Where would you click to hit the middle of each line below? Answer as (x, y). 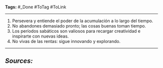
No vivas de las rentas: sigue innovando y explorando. (66, 41)
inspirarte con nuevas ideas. (40, 36)
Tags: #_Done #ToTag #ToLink (36, 7)
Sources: (19, 61)
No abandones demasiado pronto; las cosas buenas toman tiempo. (79, 26)
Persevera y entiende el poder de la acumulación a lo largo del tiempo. (82, 21)
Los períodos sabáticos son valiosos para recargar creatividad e (76, 31)
